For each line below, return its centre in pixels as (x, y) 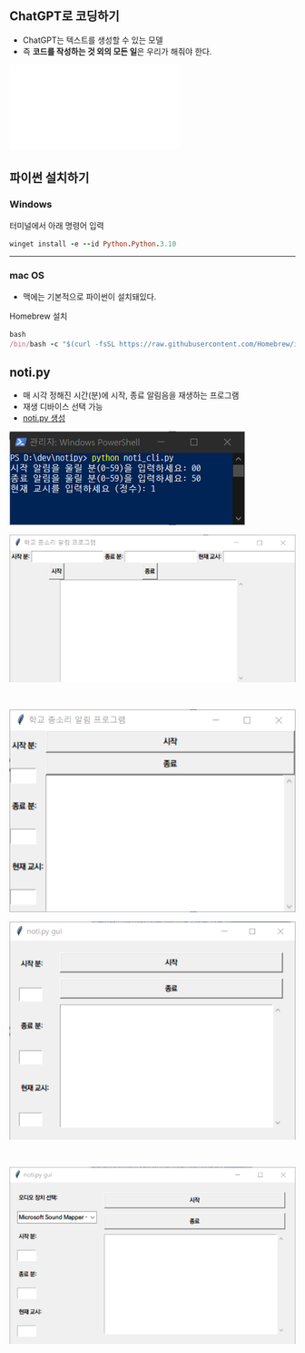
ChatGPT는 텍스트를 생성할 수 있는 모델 (93, 40)
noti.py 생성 (44, 418)
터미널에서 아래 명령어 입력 (57, 225)
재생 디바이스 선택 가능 (63, 407)
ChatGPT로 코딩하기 (64, 16)
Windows (31, 205)
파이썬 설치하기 (49, 178)
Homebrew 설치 (39, 316)
